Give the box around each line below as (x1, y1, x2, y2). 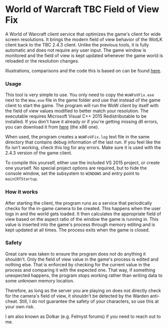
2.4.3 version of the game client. (5, 150, 72, 156)
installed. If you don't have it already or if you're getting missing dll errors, (5, 119, 158, 125)
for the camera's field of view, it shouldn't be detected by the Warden (5, 293, 149, 299)
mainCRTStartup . (5, 176, 39, 182)
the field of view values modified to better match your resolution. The (5, 108, 149, 114)
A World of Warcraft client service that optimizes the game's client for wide (5, 31, 161, 37)
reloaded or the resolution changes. (5, 58, 79, 64)
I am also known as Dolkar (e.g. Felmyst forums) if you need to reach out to (5, 313, 161, 319)
